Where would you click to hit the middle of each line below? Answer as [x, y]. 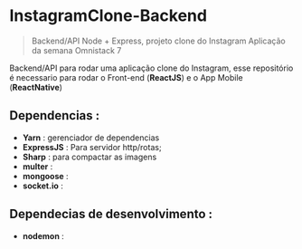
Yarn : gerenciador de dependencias [91, 138]
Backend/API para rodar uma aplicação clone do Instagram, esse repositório [151, 68]
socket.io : [42, 186]
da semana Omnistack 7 [76, 50]
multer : [38, 166]
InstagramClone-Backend [109, 16]
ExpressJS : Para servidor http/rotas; [92, 147]
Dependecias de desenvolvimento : [111, 214]
